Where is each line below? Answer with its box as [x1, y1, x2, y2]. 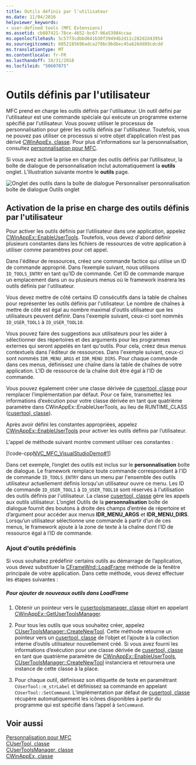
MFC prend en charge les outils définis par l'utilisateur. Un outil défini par [6, 108, 182, 115]
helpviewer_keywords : [6, 19, 59, 25]
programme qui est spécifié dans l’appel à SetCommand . [14, 701, 145, 708]
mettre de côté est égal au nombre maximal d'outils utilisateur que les [6, 306, 173, 313]
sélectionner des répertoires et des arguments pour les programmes [6, 336, 170, 343]
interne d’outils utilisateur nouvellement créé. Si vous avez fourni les [14, 640, 178, 647]
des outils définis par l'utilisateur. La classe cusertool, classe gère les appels [6, 492, 190, 499]
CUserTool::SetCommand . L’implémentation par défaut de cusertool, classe [14, 689, 190, 696]
